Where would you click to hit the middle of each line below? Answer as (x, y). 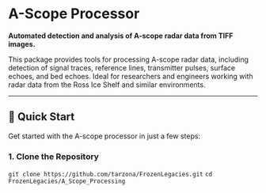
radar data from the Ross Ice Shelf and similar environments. (107, 85)
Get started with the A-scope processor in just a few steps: (104, 136)
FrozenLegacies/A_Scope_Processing (67, 182)
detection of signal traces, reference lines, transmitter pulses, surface (122, 67)
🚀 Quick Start (42, 117)
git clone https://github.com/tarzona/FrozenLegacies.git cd (110, 175)
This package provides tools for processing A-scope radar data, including (129, 59)
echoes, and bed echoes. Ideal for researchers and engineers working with (131, 76)
